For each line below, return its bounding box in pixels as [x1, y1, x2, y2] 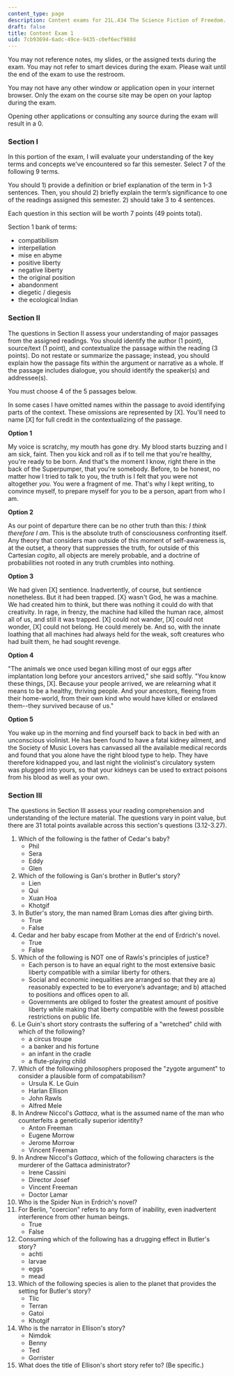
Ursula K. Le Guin [28, 1079, 79, 1088]
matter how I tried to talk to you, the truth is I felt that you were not [8, 472, 198, 480]
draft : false [8, 23, 46, 30]
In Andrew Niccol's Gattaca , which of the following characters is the [17, 1153, 214, 1162]
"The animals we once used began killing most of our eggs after [8, 664, 192, 673]
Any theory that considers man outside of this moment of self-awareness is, [8, 536, 226, 544]
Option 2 [8, 507, 33, 516]
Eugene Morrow [28, 1131, 75, 1139]
